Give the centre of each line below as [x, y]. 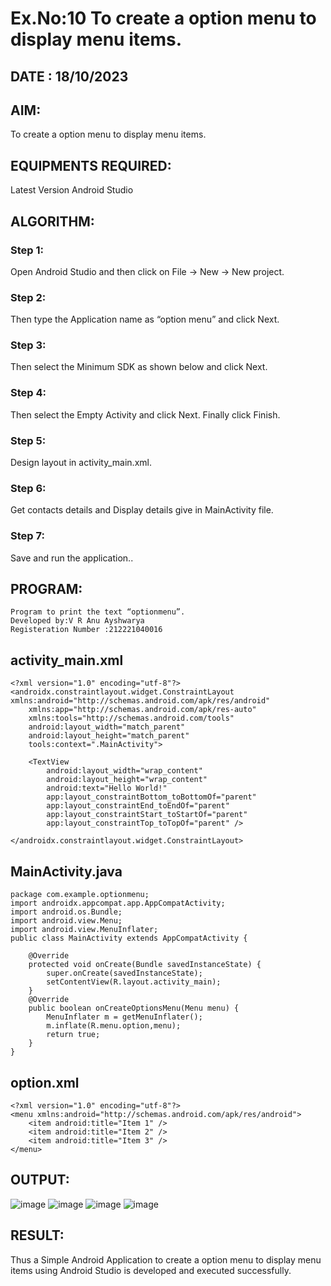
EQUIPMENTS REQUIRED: [91, 165]
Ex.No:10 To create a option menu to [163, 18]
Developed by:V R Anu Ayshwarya [77, 621]
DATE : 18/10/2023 [69, 76]
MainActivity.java [66, 871]
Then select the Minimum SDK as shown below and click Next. [139, 367]
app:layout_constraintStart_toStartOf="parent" [147, 815]
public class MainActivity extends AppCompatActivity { [129, 938]
